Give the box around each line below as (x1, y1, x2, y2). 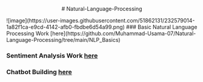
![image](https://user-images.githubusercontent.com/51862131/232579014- (6, 17, 195, 24)
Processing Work (6, 30, 50, 37)
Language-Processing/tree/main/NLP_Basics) (6, 36, 121, 43)
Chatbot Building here (6, 67, 72, 76)
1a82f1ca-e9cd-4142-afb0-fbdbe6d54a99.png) (6, 24, 125, 30)
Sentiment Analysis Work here (6, 51, 98, 60)
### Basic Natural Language (126, 24, 198, 30)
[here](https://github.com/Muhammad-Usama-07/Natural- (50, 30, 196, 37)
